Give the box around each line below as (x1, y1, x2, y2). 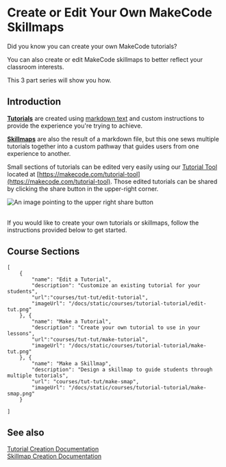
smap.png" (7, 390, 36, 397)
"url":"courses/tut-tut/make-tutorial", (32, 336, 149, 343)
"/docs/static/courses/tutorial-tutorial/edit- (68, 300, 207, 307)
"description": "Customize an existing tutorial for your (32, 282, 201, 289)
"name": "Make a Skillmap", (32, 360, 112, 367)
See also (7, 426, 45, 438)
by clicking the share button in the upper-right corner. (7, 184, 159, 193)
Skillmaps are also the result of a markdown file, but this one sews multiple (7, 135, 219, 143)
